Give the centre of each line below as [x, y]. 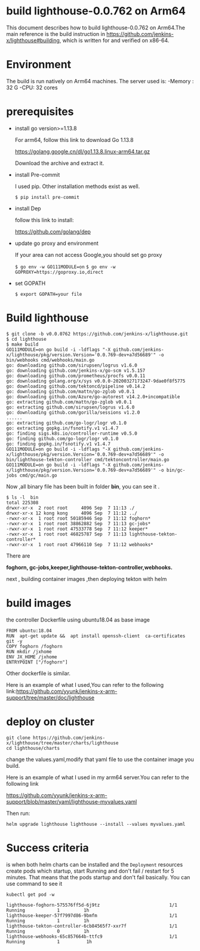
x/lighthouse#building [33, 40]
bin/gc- [176, 470]
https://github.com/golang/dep [53, 231]
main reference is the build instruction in [56, 34]
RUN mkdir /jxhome [29, 652]
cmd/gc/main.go [39, 475]
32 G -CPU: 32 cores [32, 87]
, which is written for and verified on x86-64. [114, 40]
